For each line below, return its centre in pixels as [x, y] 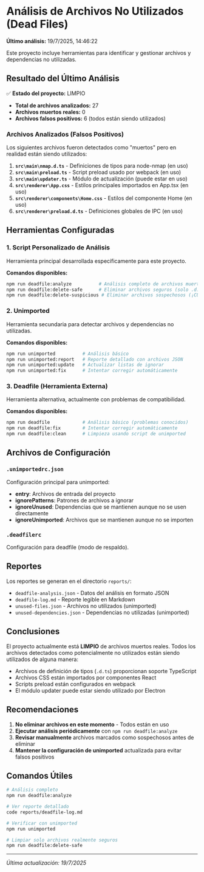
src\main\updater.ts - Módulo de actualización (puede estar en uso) [101, 179]
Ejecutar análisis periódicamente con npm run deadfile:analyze [96, 731]
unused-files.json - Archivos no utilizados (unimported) [86, 606]
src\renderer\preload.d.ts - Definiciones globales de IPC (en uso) [99, 211]
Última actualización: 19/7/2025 [46, 863]
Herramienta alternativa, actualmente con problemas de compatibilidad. [96, 399]
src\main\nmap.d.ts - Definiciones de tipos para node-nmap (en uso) [101, 166]
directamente [32, 513]
